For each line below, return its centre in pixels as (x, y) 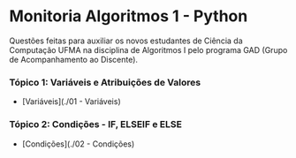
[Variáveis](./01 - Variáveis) (71, 102)
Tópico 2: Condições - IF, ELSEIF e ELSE (96, 124)
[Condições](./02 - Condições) (78, 144)
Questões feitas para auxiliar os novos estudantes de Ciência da (126, 41)
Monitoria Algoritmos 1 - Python (129, 16)
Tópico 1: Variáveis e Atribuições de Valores (105, 82)
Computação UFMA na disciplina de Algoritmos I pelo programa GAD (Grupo (148, 49)
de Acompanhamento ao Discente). (74, 59)
